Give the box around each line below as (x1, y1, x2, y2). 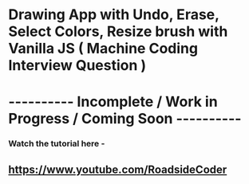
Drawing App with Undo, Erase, (8, 6, 219, 24)
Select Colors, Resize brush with (8, 22, 228, 41)
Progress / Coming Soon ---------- (8, 110, 242, 128)
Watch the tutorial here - (8, 138, 105, 149)
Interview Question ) (8, 57, 147, 75)
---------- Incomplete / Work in (8, 93, 218, 111)
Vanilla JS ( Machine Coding (8, 40, 198, 57)
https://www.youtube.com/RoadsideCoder (8, 162, 227, 176)
